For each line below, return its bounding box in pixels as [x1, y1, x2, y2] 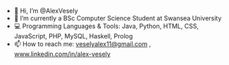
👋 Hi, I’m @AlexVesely [13, 7, 79, 15]
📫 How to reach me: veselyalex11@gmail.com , [13, 40, 151, 48]
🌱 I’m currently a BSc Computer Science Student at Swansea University [13, 14, 222, 22]
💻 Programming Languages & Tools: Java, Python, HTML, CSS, [13, 22, 199, 30]
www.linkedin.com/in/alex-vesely [13, 50, 111, 58]
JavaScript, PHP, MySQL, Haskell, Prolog [13, 32, 133, 40]
